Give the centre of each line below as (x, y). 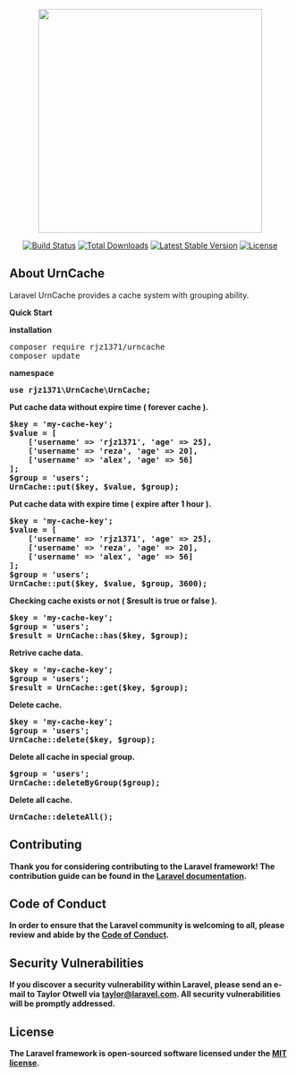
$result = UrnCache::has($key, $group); (99, 635)
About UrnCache (57, 273)
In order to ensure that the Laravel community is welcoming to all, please (147, 926)
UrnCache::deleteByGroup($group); (85, 782)
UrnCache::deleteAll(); (61, 816)
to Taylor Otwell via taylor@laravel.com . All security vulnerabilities (153, 995)
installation (30, 329)
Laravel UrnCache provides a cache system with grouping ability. (129, 295)
